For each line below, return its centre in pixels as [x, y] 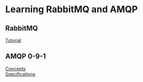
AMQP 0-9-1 [26, 56]
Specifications [20, 74]
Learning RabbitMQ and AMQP [71, 9]
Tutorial [13, 40]
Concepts [16, 69]
